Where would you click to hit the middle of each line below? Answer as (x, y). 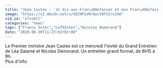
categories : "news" (25, 23)
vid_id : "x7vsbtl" (24, 18)
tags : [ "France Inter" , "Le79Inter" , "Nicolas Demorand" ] (63, 28)
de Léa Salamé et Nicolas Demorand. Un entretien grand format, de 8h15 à (80, 51)
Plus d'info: (16, 61)
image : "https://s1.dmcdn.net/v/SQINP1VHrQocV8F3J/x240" (64, 14)
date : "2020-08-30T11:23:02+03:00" (41, 32)
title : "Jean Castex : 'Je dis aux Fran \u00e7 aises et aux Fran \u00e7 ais (82, 9)
